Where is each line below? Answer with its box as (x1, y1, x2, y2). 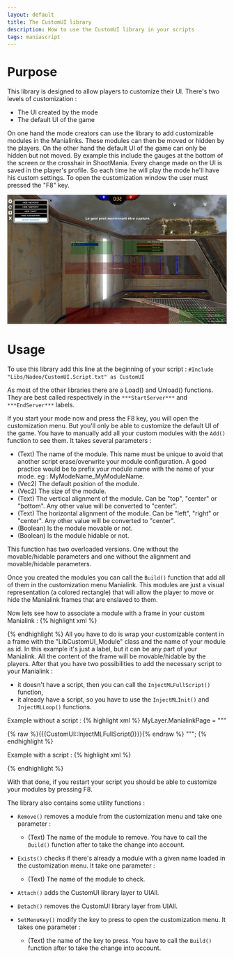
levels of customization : (7, 95, 77, 103)
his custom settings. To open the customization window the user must (7, 174, 208, 182)
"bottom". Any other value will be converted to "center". (17, 501, 178, 510)
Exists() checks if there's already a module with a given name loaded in (17, 854, 226, 862)
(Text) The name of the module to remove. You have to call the (27, 833, 208, 841)
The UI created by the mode (17, 108, 99, 116)
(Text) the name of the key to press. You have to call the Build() (27, 936, 212, 944)
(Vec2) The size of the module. (17, 487, 107, 495)
